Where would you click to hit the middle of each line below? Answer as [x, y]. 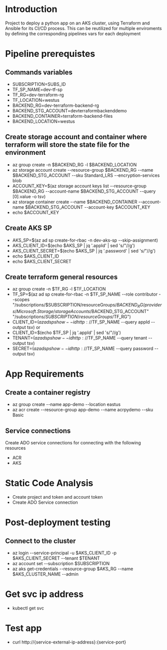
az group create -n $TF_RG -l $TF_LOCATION [59, 289]
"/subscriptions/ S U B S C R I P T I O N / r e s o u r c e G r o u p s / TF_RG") [72, 317]
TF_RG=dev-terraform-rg [38, 95]
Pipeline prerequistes [50, 54]
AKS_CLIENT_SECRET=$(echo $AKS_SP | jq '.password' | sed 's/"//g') [84, 251]
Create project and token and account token [57, 497]
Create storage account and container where [76, 137]
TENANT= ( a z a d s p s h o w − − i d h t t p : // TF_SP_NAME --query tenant [80, 338]
